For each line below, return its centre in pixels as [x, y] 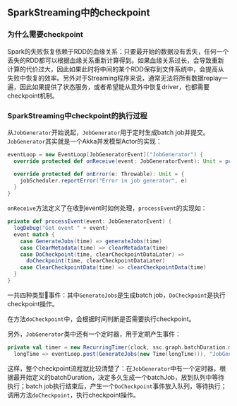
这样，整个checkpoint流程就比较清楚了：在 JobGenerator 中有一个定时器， [114, 368]
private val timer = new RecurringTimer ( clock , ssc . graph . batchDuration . [118, 347]
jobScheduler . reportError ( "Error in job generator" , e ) [104, 180]
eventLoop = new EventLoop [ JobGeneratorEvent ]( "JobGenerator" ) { [105, 154]
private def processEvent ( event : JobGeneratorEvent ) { [90, 221]
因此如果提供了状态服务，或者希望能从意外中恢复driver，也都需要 [115, 86]
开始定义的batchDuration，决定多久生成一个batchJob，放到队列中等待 [122, 377]
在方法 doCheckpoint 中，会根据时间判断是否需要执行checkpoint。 [101, 319]
